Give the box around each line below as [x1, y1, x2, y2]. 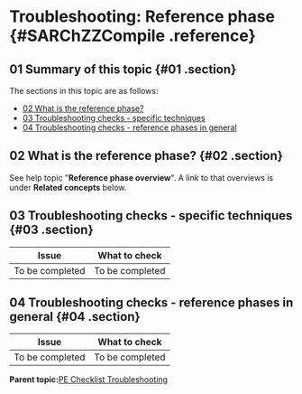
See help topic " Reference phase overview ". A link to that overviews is [9, 172, 273, 183]
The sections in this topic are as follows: [9, 86, 159, 96]
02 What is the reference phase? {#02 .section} [9, 148, 284, 164]
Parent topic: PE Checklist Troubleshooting [9, 374, 169, 385]
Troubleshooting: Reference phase [9, 6, 276, 27]
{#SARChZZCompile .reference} [9, 25, 257, 46]
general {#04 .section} [9, 309, 142, 324]
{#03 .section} [9, 222, 94, 238]
